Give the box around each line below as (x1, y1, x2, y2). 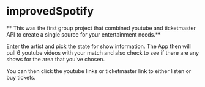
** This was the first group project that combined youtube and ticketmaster (6, 24, 196, 32)
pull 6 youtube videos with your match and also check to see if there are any (6, 49, 199, 56)
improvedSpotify (6, 4, 94, 18)
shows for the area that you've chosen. (6, 55, 105, 63)
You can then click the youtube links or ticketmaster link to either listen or (6, 67, 192, 74)
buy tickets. (6, 74, 36, 81)
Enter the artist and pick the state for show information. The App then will (6, 43, 191, 50)
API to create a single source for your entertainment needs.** (6, 30, 161, 38)
